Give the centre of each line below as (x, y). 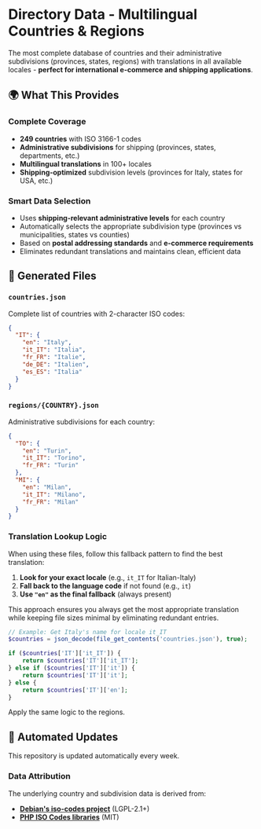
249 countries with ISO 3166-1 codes (80, 138)
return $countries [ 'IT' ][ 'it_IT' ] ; (81, 661)
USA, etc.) (36, 180)
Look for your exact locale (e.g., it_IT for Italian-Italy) (108, 577)
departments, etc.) (50, 156)
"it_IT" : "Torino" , (54, 458)
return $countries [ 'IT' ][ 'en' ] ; (75, 690)
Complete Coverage (47, 122)
